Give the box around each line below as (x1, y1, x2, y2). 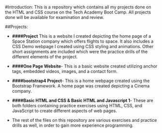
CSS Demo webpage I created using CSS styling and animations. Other (12, 44, 154, 49)
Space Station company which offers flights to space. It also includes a (12, 38, 154, 44)
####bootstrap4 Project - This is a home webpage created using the (12, 78, 150, 83)
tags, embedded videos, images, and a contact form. (12, 68, 118, 74)
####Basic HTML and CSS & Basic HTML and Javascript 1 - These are (12, 98, 153, 103)
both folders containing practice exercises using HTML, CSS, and (12, 103, 143, 108)
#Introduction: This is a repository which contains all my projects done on (5, 4, 151, 10)
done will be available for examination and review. (5, 15, 104, 20)
